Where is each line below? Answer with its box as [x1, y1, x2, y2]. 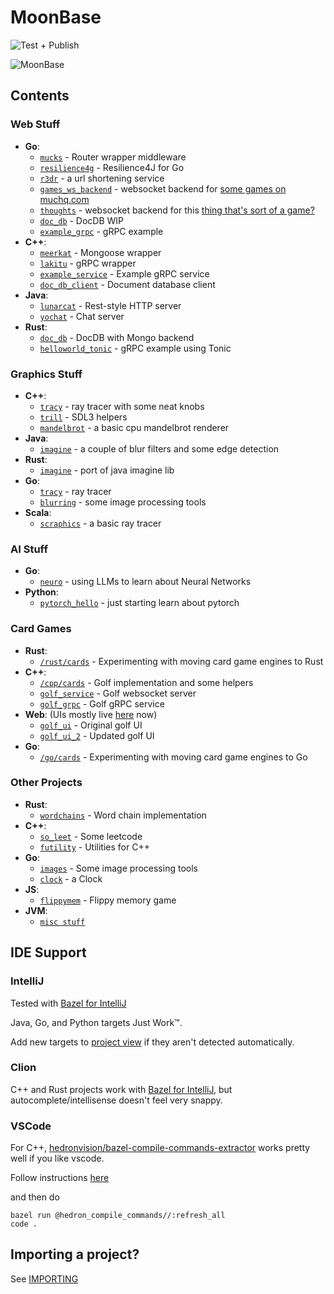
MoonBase [10, 6, 102, 29]
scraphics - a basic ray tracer [39, 517, 162, 529]
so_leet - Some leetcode [39, 830, 143, 842]
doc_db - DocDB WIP [39, 214, 125, 226]
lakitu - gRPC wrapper [39, 257, 137, 269]
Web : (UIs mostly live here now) [24, 708, 158, 720]
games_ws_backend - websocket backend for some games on [39, 182, 287, 195]
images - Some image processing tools [39, 862, 198, 874]
